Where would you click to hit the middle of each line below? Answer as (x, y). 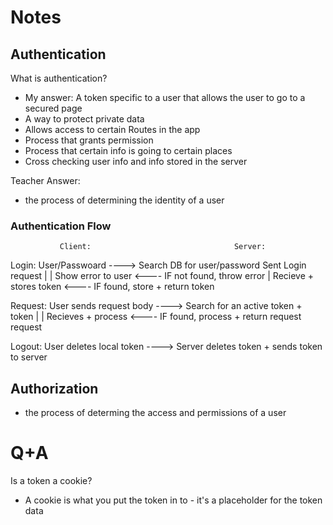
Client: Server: (163, 247)
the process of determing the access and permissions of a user (155, 413)
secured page (53, 108)
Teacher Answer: (45, 180)
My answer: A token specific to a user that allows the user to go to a (165, 97)
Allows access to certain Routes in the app (112, 129)
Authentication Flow (61, 226)
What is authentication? (59, 78)
